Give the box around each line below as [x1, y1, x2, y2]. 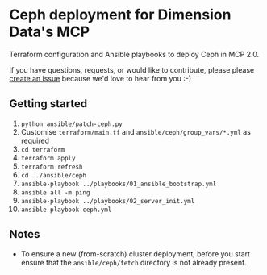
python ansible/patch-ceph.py [20, 119, 123, 128]
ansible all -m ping [20, 188, 90, 197]
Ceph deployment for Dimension [9, 6, 232, 24]
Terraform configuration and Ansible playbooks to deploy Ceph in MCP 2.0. [9, 49, 260, 59]
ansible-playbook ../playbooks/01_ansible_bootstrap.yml [20, 180, 217, 188]
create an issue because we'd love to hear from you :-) [9, 73, 192, 83]
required [20, 135, 50, 145]
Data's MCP [9, 23, 90, 41]
